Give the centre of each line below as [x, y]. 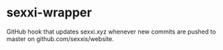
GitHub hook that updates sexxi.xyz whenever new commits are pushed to [111, 32]
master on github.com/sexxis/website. [60, 38]
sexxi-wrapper [49, 13]
